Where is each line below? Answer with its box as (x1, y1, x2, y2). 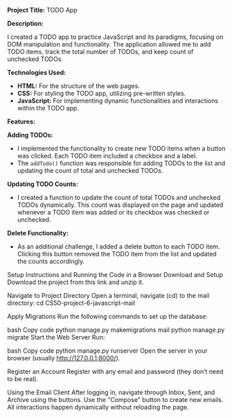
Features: (7, 117, 36, 126)
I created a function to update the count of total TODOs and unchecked (17, 194, 221, 201)
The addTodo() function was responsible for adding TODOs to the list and (17, 159, 226, 167)
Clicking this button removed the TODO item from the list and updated (17, 250, 217, 258)
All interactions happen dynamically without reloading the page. (7, 403, 189, 411)
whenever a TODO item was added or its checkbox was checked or (17, 208, 210, 216)
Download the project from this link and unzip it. (7, 278, 144, 286)
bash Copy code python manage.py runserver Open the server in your (7, 346, 208, 355)
